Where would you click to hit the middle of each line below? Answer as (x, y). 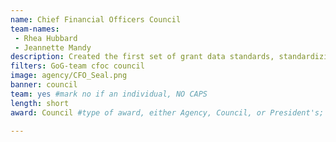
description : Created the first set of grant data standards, (142, 57)
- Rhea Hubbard (46, 38)
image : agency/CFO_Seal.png (69, 76)
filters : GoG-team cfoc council (77, 66)
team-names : (35, 29)
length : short (40, 103)
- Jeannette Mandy (53, 47)
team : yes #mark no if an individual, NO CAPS (109, 94)
